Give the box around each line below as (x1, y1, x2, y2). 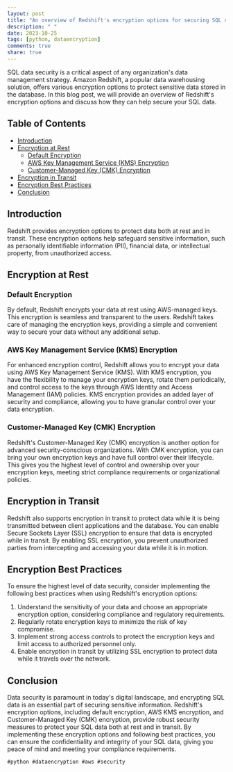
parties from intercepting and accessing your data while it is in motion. (7, 543, 209, 552)
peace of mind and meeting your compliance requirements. (7, 745, 177, 753)
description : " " (7, 23, 58, 30)
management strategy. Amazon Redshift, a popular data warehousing (7, 75, 205, 83)
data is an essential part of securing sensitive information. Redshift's (7, 700, 203, 709)
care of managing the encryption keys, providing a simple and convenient (7, 321, 218, 329)
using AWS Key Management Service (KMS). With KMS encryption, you (7, 368, 212, 376)
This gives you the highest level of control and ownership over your (7, 460, 200, 469)
